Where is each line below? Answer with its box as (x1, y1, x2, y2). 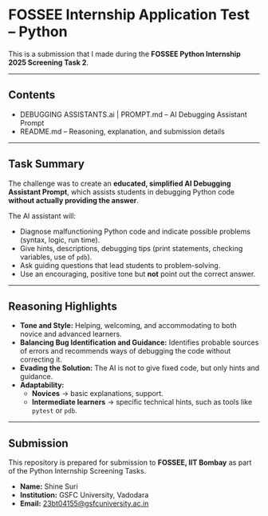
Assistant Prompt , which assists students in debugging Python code (8, 186, 235, 197)
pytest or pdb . (31, 406, 77, 415)
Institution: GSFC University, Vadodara (19, 490, 149, 500)
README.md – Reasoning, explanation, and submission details (19, 126, 225, 136)
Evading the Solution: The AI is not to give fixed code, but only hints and (19, 363, 260, 373)
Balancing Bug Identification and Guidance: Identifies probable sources (19, 338, 259, 347)
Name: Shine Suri (19, 482, 78, 491)
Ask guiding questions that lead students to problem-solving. (19, 260, 221, 270)
